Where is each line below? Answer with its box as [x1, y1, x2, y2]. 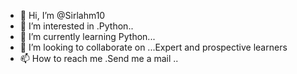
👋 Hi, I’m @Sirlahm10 [19, 10, 106, 21]
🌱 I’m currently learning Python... [19, 31, 156, 42]
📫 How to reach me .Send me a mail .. [19, 53, 179, 64]
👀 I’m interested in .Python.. [19, 20, 134, 32]
